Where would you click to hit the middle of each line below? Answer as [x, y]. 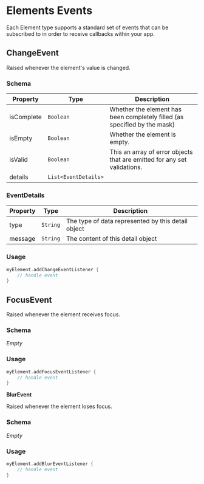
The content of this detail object [111, 239]
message [22, 239]
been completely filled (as [147, 117]
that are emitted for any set [148, 160]
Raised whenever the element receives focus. [63, 314]
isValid [19, 160]
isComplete [26, 117]
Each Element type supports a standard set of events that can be [87, 27]
